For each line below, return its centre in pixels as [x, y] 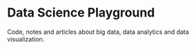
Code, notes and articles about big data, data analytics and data [98, 32]
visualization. [26, 39]
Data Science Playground [81, 13]
